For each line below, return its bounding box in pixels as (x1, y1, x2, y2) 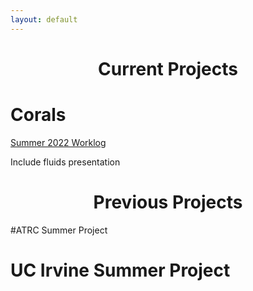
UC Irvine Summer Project (10, 259, 231, 281)
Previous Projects (93, 191, 243, 213)
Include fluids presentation (10, 156, 121, 168)
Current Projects (98, 57, 238, 80)
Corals (10, 104, 67, 126)
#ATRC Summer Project (10, 224, 108, 236)
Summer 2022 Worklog (10, 136, 107, 148)
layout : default (10, 14, 78, 25)
